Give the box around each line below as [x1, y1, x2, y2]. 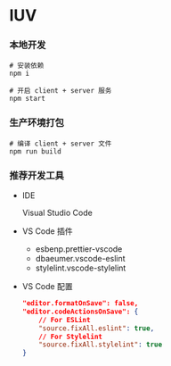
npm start [9, 95, 46, 104]
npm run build [9, 146, 62, 156]
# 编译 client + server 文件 [9, 139, 112, 148]
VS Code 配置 [21, 281, 73, 292]
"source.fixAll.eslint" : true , [38, 323, 155, 333]
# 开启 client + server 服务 [9, 87, 112, 96]
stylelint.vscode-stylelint [35, 262, 126, 273]
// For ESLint [38, 315, 91, 324]
